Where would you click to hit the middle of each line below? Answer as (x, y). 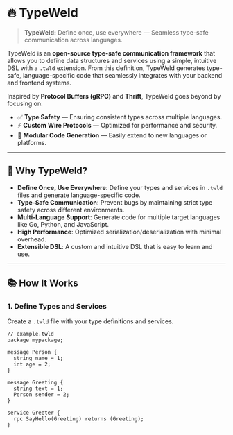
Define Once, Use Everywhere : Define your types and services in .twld (120, 187)
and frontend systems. (39, 83)
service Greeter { (34, 413)
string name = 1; (38, 359)
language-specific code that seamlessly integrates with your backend (123, 75)
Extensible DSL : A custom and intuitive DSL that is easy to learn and (115, 246)
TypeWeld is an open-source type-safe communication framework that (111, 53)
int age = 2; (32, 365)
